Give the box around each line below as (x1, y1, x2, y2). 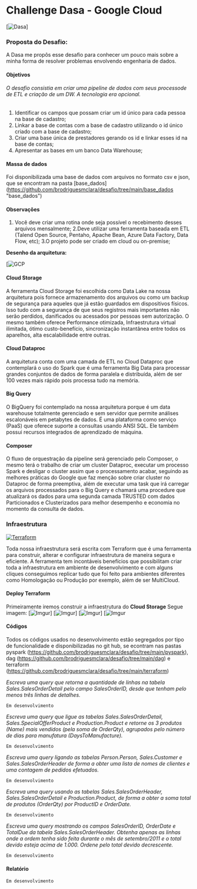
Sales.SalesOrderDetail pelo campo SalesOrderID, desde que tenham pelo (6, 685, 187, 692)
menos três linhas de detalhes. (6, 691, 81, 698)
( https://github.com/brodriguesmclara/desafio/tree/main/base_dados (6, 186, 173, 193)
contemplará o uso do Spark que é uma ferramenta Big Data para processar (6, 364, 190, 371)
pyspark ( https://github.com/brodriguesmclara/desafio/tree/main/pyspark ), (6, 648, 189, 656)
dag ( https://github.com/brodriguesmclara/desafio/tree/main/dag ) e (6, 654, 171, 662)
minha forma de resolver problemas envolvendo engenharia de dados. (6, 57, 176, 65)
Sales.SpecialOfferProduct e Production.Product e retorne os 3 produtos (6, 719, 182, 727)
